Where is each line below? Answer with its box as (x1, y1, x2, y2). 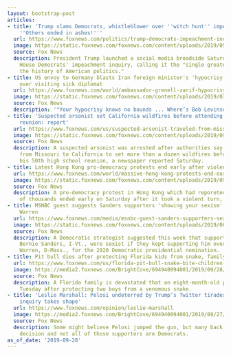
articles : (7, 17, 36, 23)
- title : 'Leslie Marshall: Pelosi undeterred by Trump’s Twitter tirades (7, 292, 226, 299)
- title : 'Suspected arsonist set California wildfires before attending (7, 112, 223, 119)
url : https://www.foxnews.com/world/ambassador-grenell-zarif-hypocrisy (13, 87, 226, 94)
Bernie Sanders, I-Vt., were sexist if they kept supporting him (19, 240, 211, 248)
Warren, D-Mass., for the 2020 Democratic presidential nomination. (19, 247, 220, 254)
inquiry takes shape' (19, 298, 81, 305)
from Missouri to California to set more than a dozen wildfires (19, 151, 211, 158)
